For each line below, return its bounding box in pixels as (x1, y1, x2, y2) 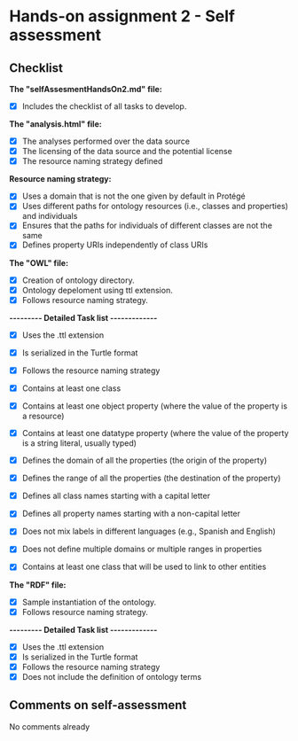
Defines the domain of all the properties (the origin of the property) (21, 455, 268, 466)
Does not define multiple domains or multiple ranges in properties (21, 543, 263, 555)
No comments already (9, 721, 90, 732)
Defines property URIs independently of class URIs (21, 239, 208, 250)
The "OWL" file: (9, 257, 69, 268)
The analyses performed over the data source (21, 136, 191, 147)
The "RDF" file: (9, 579, 67, 590)
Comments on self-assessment (9, 698, 187, 713)
